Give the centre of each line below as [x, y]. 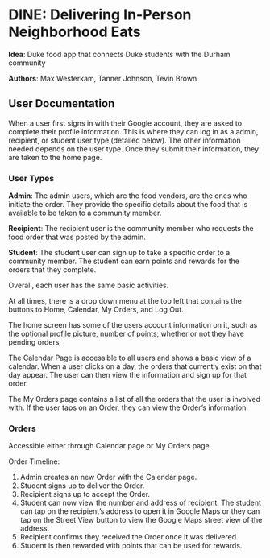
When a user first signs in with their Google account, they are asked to [125, 123]
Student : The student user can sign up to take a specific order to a [119, 253]
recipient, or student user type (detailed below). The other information [125, 140]
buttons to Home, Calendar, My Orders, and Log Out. [96, 310]
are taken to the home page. [55, 157]
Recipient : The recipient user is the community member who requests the [131, 229]
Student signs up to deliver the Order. [82, 486]
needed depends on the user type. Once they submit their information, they [134, 149]
